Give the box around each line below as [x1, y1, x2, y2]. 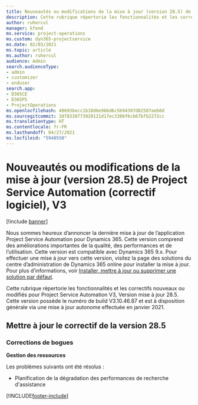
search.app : [6, 86, 35, 92]
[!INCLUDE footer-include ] [6, 393, 69, 400]
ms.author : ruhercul [6, 53, 57, 59]
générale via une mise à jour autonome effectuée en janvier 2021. [6, 303, 165, 310]
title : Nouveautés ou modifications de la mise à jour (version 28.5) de [6, 8, 192, 15]
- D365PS [6, 96, 28, 102]
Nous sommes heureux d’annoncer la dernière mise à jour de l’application [6, 229, 184, 236]
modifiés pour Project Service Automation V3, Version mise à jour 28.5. [6, 291, 179, 298]
